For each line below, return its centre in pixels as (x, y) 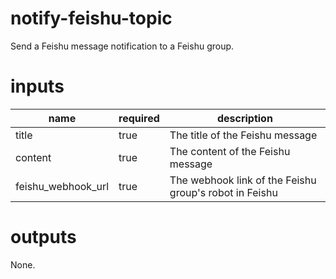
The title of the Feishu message (243, 135)
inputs (37, 86)
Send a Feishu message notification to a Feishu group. (122, 46)
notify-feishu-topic (91, 18)
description (244, 118)
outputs (43, 237)
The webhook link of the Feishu (243, 180)
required (139, 118)
